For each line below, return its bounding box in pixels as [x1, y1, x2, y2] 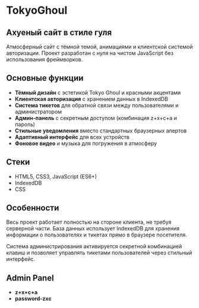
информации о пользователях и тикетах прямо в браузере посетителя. [6, 231, 187, 239]
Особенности [6, 203, 59, 213]
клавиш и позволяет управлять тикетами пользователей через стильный [6, 249, 192, 257]
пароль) [14, 121, 36, 128]
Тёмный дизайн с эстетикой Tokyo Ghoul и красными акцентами [14, 89, 181, 96]
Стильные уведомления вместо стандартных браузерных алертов [14, 127, 187, 134]
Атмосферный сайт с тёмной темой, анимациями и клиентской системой [6, 43, 193, 50]
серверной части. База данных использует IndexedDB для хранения [6, 225, 180, 232]
